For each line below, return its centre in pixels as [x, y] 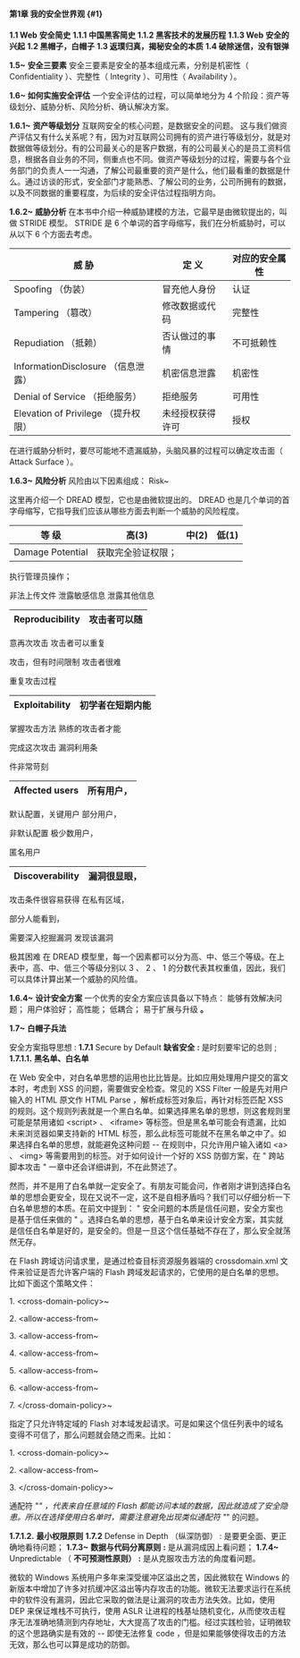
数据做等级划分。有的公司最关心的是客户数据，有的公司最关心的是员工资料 [146, 149]
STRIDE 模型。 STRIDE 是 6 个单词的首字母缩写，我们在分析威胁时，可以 [152, 223]
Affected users [46, 790]
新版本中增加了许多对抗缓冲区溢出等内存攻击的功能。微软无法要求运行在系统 [150, 1589]
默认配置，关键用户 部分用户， [65, 814]
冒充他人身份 [189, 289]
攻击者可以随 [116, 620]
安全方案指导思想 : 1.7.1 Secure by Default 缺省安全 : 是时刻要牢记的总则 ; [143, 1048]
